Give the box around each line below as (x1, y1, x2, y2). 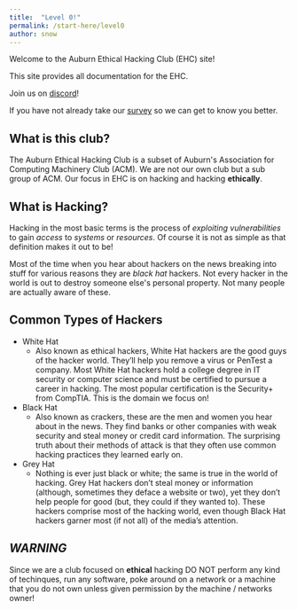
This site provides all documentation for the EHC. (9, 71, 189, 82)
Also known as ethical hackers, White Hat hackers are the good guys (35, 345, 287, 356)
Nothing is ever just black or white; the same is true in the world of (35, 467, 278, 479)
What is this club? (9, 130, 111, 146)
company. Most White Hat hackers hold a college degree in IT (35, 364, 262, 375)
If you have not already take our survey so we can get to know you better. (9, 106, 278, 116)
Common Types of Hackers (9, 312, 163, 328)
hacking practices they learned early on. (35, 449, 184, 459)
